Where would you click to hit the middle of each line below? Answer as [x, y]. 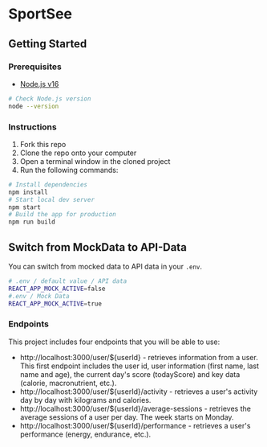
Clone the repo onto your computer [78, 153]
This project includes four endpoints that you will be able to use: [114, 342]
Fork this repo [43, 144]
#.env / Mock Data [39, 296]
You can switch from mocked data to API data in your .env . [105, 266]
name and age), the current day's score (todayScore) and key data [130, 374]
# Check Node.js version [50, 98]
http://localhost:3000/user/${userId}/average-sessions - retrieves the [135, 408]
